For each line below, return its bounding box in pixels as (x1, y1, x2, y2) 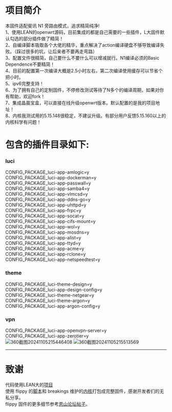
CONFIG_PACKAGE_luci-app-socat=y (5, 213, 84, 219)
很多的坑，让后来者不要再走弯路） (25, 48, 97, 54)
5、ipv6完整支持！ (5, 80, 45, 86)
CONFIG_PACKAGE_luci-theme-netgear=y (5, 292, 95, 298)
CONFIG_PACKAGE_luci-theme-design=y (5, 281, 92, 287)
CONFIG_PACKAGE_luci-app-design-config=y (5, 286, 102, 293)
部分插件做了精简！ (23, 35, 64, 42)
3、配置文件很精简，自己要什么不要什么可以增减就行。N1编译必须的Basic (5, 54, 160, 61)
